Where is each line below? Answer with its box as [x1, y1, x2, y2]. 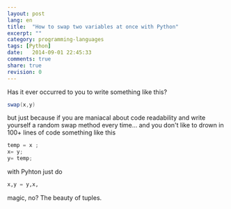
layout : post [7, 10, 45, 17]
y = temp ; [7, 155, 33, 162]
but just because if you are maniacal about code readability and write [7, 114, 206, 122]
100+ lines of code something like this [7, 128, 116, 137]
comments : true [7, 56, 51, 63]
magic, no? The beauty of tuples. [7, 193, 102, 202]
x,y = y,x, [7, 181, 39, 188]
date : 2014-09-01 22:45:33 [7, 49, 92, 56]
